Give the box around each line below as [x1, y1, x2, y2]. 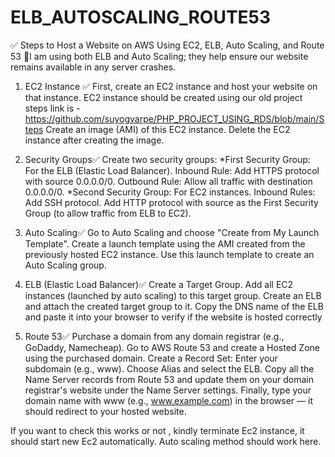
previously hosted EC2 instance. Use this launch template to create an [24, 248, 315, 260]
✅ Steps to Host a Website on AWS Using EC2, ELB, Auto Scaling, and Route [10, 39, 325, 51]
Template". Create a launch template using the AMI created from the [24, 237, 306, 250]
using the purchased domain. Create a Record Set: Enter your [24, 352, 278, 364]
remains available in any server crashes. [10, 61, 177, 73]
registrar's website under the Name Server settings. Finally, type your [24, 384, 312, 396]
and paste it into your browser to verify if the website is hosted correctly [24, 311, 323, 323]
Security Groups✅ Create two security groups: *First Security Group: [24, 153, 311, 165]
